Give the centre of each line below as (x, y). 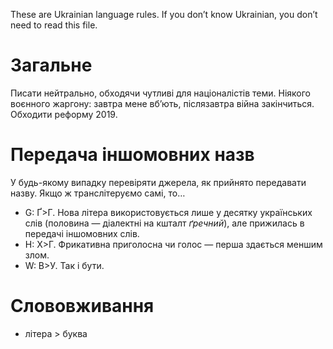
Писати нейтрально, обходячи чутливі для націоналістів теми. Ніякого (160, 93)
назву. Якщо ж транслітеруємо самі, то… (98, 193)
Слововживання (82, 306)
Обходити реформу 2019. (64, 114)
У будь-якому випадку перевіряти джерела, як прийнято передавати (158, 182)
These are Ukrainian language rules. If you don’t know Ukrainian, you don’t (164, 14)
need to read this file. (54, 25)
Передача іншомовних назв (132, 155)
